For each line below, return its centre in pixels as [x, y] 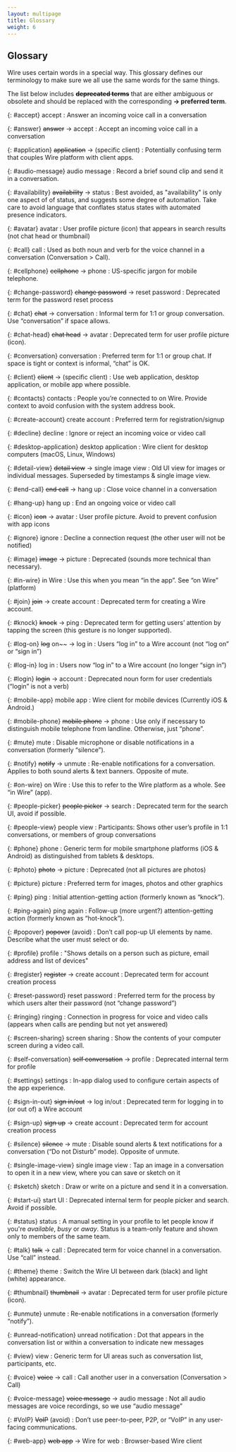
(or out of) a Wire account [45, 1109]
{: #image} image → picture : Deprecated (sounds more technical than [109, 559]
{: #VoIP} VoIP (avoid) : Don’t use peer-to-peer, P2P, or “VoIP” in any [107, 1420]
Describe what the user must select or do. [68, 939]
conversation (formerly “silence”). [56, 750]
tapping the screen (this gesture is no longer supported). [89, 631]
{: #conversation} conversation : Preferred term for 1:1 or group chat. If [110, 356]
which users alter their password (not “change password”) [92, 1003]
